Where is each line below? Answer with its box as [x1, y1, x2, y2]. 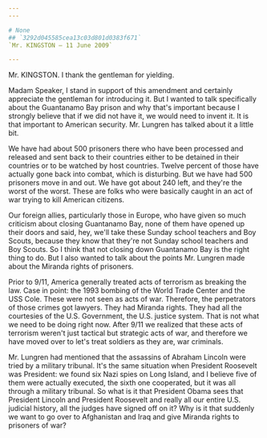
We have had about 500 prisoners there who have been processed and [8, 144, 244, 153]
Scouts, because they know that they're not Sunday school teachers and [8, 236, 249, 245]
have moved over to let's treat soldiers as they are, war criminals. [8, 337, 224, 347]
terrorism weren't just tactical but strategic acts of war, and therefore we [8, 328, 249, 338]
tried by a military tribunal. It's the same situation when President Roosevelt [8, 361, 257, 371]
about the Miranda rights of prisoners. [8, 262, 134, 271]
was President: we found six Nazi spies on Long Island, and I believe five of [8, 370, 257, 379]
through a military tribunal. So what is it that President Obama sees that [8, 387, 244, 396]
